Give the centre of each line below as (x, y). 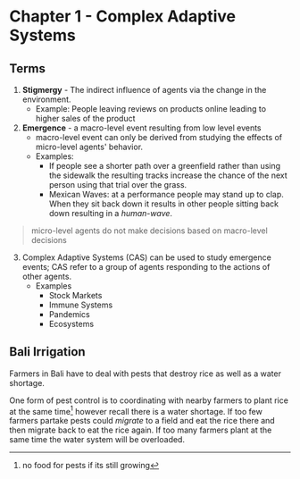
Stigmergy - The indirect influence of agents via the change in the (144, 90)
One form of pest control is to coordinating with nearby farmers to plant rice (149, 400)
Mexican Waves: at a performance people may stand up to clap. (166, 194)
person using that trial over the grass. (118, 185)
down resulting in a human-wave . (110, 213)
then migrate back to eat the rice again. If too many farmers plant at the (141, 430)
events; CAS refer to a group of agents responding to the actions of (146, 267)
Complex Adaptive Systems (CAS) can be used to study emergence (147, 257)
